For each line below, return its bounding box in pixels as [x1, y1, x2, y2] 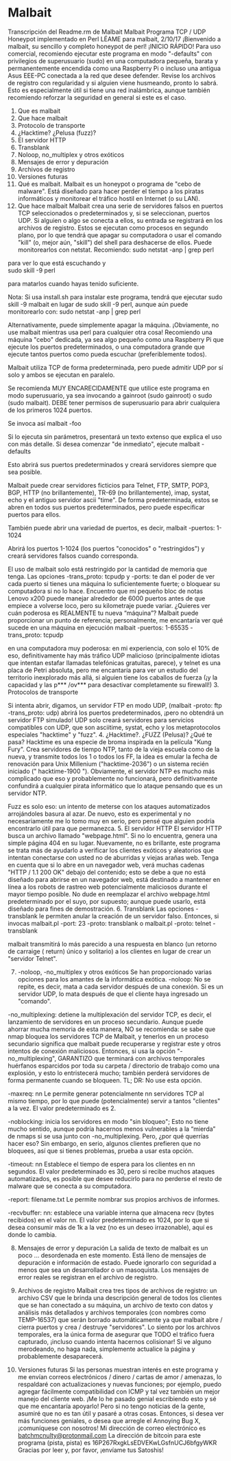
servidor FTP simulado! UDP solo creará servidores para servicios [8, 715, 195, 724]
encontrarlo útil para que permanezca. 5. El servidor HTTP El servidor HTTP [8, 824, 222, 832]
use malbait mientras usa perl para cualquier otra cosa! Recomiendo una [8, 328, 213, 336]
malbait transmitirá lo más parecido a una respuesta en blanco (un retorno [8, 940, 217, 948]
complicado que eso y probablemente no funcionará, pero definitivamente [8, 774, 218, 782]
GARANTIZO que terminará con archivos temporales [58, 1054, 205, 1062]
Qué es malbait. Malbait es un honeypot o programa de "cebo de [17, 180, 201, 188]
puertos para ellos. [8, 510, 61, 519]
